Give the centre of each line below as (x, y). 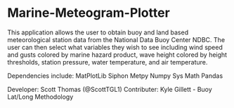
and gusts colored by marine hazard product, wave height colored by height (117, 55)
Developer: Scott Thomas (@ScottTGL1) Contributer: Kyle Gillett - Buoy (110, 89)
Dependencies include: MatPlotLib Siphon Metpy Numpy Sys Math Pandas (115, 76)
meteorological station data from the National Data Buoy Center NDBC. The (116, 39)
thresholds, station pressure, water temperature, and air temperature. (108, 62)
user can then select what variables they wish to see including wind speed (115, 47)
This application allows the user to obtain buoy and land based (98, 32)
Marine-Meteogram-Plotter (89, 13)
